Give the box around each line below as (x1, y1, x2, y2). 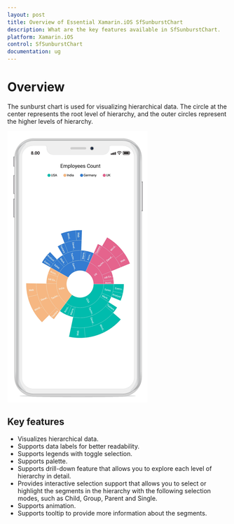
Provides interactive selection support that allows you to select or (17, 479, 207, 488)
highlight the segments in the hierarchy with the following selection (17, 486, 212, 495)
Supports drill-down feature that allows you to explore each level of (17, 464, 212, 472)
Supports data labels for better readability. (17, 441, 140, 451)
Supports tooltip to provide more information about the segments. (17, 509, 207, 517)
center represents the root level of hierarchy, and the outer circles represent (7, 109, 227, 118)
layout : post (7, 11, 46, 18)
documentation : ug (7, 48, 61, 55)
